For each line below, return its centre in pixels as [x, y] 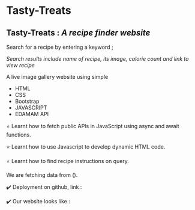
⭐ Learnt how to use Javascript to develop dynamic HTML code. [86, 147]
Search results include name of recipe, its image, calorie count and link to [97, 59]
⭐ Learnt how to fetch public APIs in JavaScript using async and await [93, 126]
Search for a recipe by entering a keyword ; [60, 47]
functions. [19, 135]
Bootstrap [27, 101]
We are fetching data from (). [42, 175]
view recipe [20, 65]
